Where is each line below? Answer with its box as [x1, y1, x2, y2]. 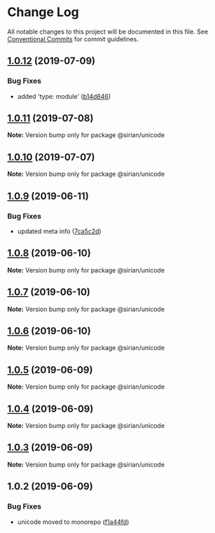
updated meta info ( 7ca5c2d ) [17, 227, 102, 235]
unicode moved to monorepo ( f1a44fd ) [17, 518, 130, 526]
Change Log [7, 4, 79, 20]
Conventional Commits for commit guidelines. [7, 34, 139, 43]
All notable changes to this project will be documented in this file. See [7, 27, 209, 36]
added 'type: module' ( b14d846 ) [17, 92, 111, 100]
